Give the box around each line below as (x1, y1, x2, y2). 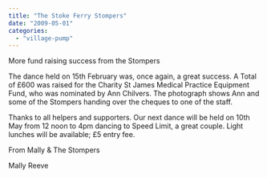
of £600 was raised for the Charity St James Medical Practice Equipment (8, 80, 250, 90)
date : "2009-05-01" (8, 19, 74, 27)
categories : (8, 26, 48, 34)
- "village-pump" (15, 34, 74, 42)
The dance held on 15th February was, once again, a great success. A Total (8, 71, 257, 81)
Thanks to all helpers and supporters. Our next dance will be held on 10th (8, 113, 250, 123)
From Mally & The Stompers (8, 145, 100, 155)
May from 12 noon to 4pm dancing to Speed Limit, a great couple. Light (8, 121, 244, 131)
